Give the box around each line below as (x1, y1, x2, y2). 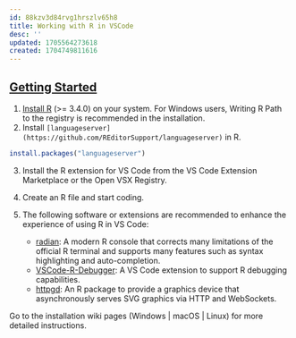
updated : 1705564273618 (9, 38, 98, 47)
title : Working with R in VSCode (9, 21, 134, 30)
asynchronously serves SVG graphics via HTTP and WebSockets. (35, 292, 277, 304)
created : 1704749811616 (9, 46, 98, 55)
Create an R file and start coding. (21, 191, 145, 202)
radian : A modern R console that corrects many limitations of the (35, 236, 274, 247)
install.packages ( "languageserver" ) (9, 148, 146, 157)
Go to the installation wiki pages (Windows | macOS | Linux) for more (9, 310, 264, 321)
